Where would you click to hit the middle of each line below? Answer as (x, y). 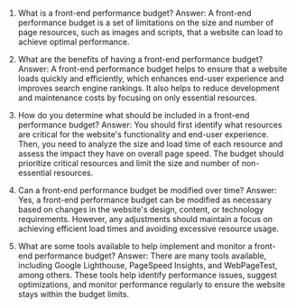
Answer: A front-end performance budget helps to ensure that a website (153, 69)
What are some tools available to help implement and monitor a (135, 246)
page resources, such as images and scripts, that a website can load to (150, 32)
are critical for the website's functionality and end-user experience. (143, 134)
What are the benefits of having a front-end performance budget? (140, 59)
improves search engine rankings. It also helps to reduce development (148, 88)
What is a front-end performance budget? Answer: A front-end (134, 13)
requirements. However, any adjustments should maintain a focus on (145, 219)
